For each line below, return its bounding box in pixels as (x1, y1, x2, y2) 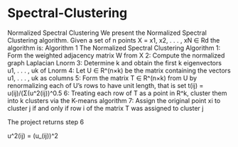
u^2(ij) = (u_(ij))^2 (7, 131, 59, 140)
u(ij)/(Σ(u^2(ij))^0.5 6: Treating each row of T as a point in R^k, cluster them (7, 89, 227, 97)
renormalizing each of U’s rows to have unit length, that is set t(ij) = (7, 81, 204, 89)
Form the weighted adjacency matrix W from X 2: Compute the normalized (7, 51, 225, 60)
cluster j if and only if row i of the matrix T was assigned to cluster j (7, 104, 204, 112)
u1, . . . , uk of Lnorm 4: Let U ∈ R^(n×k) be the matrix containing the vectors (7, 66, 231, 75)
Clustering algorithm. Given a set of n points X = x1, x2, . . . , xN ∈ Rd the (7, 36, 220, 44)
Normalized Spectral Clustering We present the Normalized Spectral (7, 28, 207, 37)
